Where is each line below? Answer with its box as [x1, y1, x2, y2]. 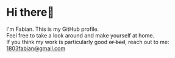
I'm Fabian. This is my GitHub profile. [6, 25, 99, 33]
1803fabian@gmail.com [6, 45, 66, 52]
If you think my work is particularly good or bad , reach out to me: [6, 38, 170, 45]
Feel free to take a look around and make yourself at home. [6, 31, 154, 39]
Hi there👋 [6, 5, 55, 19]
